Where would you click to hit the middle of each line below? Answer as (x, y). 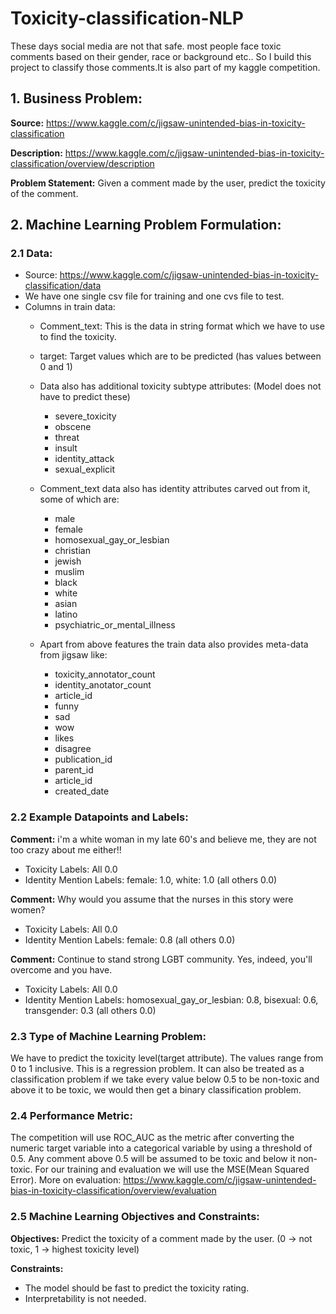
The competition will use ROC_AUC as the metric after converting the (152, 1138)
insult (66, 448)
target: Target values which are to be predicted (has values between (180, 356)
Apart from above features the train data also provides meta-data (174, 644)
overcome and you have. (61, 969)
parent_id (74, 770)
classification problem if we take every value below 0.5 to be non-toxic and (165, 1079)
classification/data (63, 286)
